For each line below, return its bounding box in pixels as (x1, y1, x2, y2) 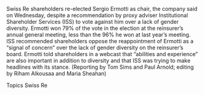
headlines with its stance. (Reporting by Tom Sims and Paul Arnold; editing (6, 63, 194, 71)
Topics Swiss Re (6, 82, 48, 89)
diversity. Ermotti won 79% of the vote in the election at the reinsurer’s (6, 24, 184, 32)
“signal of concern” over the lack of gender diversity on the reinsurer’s (6, 44, 184, 51)
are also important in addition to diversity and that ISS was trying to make (6, 57, 191, 64)
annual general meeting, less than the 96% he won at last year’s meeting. (6, 31, 191, 38)
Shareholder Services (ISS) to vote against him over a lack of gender (6, 18, 179, 25)
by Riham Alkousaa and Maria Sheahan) (6, 70, 107, 77)
